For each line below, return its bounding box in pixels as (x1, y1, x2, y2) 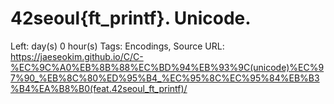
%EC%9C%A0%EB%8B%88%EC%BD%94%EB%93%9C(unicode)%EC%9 (10, 61, 325, 73)
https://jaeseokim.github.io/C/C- (10, 50, 144, 62)
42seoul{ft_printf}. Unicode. (10, 7, 252, 30)
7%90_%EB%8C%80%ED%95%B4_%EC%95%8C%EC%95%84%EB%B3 (10, 72, 320, 84)
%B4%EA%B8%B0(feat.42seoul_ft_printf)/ (10, 82, 188, 94)
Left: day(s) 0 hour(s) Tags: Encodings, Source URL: (10, 40, 225, 52)
